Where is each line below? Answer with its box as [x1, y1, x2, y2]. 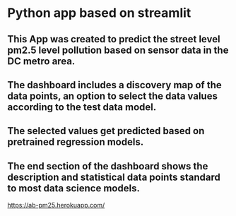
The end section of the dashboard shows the [7, 160, 208, 172]
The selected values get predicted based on [7, 125, 205, 137]
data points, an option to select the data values [7, 90, 218, 102]
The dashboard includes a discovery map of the [7, 79, 222, 91]
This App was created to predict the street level [7, 33, 220, 45]
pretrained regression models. [7, 136, 144, 148]
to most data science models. [7, 182, 140, 194]
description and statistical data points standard [7, 171, 220, 183]
